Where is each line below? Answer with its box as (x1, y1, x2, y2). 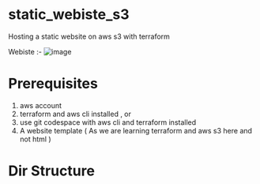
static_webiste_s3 (8, 6, 130, 24)
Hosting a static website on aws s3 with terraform (8, 32, 170, 41)
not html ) (19, 134, 51, 144)
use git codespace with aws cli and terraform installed (19, 117, 197, 127)
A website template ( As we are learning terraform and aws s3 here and (19, 126, 253, 135)
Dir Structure (8, 162, 95, 180)
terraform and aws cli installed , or (19, 109, 132, 118)
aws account (19, 100, 62, 110)
